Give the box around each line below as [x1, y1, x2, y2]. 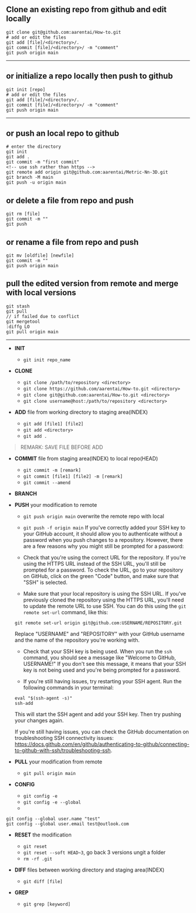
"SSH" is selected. [23, 579, 68, 586]
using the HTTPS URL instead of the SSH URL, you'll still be [23, 560, 166, 567]
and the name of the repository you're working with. [14, 637, 140, 644]
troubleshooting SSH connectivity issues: [14, 734, 114, 741]
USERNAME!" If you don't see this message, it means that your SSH [23, 660, 187, 667]
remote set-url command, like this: [23, 608, 108, 615]
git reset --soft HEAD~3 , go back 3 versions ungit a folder [23, 849, 166, 856]
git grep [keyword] [23, 901, 71, 907]
